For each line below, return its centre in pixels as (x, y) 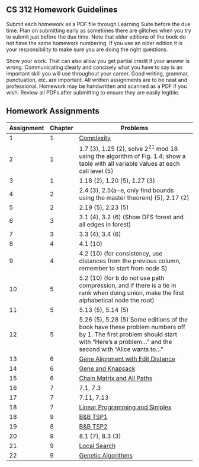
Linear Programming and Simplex (125, 407)
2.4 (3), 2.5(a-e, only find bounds (126, 190)
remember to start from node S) (123, 268)
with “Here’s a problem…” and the (126, 342)
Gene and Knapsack (107, 368)
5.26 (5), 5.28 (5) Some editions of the (134, 319)
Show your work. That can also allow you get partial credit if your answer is (98, 61)
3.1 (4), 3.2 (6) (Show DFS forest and (131, 217)
